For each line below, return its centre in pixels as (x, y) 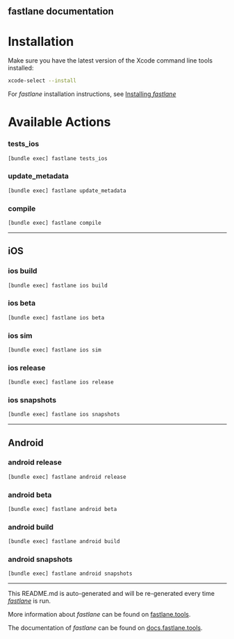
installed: (21, 68)
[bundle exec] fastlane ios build (58, 285)
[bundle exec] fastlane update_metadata (67, 191)
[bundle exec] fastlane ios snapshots (64, 415)
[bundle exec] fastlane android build (64, 542)
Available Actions (59, 122)
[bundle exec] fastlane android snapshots (70, 574)
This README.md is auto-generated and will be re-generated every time (111, 594)
